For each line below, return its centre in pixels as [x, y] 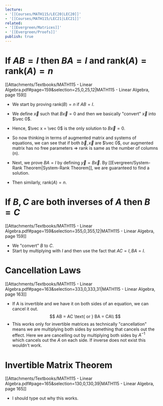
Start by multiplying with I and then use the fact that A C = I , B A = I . [79, 250]
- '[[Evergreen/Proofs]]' [31, 32]
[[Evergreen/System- [130, 162]
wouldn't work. [27, 345]
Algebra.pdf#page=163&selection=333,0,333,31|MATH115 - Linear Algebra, [80, 289]
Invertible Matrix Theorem [59, 365]
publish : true [19, 37]
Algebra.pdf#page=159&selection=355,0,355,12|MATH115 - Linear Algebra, [80, 231]
